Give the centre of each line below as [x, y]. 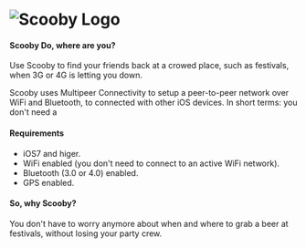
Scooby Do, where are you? [63, 45]
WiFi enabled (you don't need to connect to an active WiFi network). [151, 163]
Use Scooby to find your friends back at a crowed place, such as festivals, [149, 66]
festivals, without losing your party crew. [86, 233]
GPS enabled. [48, 182]
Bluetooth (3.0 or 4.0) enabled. [80, 172]
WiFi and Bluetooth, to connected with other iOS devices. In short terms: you [154, 103]
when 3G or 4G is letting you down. [76, 75]
